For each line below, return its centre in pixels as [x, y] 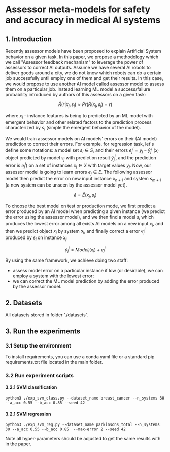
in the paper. [19, 444]
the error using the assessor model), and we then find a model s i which [79, 218]
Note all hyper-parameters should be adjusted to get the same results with [83, 439]
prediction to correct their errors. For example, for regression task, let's [80, 144]
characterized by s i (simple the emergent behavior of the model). [73, 128]
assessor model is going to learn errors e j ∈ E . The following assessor [79, 172]
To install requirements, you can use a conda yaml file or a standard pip [80, 356]
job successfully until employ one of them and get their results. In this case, [84, 78]
